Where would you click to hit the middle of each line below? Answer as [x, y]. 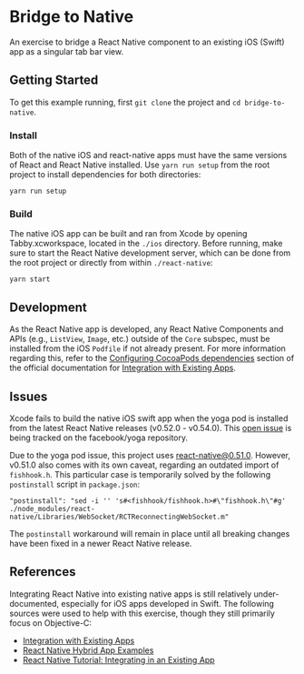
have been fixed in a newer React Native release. [101, 543]
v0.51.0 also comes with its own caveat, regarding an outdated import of [144, 465]
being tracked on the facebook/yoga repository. [99, 438]
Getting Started [54, 80]
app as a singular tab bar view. [67, 51]
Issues [29, 396]
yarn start [30, 279]
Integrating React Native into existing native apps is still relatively [131, 594]
